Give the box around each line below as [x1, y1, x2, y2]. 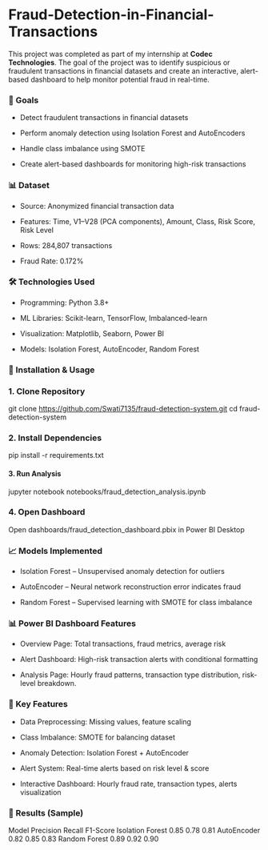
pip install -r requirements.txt [8, 451, 104, 460]
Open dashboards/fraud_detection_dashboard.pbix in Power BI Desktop [8, 524, 246, 534]
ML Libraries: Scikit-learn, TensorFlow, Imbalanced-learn [19, 313, 208, 323]
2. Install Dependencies [8, 432, 102, 443]
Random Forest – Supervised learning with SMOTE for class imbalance [19, 598, 253, 607]
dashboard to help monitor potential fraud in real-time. [30, 74, 210, 84]
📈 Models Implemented [8, 545, 102, 556]
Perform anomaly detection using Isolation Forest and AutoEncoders [19, 128, 246, 138]
